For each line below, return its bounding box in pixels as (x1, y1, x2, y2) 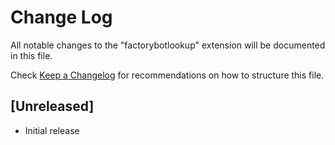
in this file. (10, 49, 53, 61)
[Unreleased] (10, 98, 95, 115)
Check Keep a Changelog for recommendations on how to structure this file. (10, 69, 325, 81)
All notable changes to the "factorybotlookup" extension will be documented (10, 39, 326, 51)
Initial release (24, 124, 80, 136)
